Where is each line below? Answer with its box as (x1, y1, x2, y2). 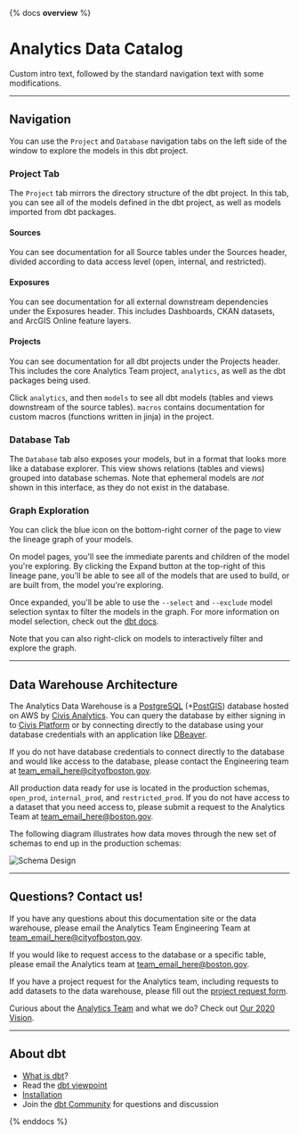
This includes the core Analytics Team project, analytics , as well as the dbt (9, 365, 287, 376)
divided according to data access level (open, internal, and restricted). (9, 256, 267, 267)
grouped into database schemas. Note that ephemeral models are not (9, 472, 264, 483)
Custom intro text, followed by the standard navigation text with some (9, 68, 264, 79)
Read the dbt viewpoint (21, 1080, 108, 1090)
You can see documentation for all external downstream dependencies (9, 296, 269, 307)
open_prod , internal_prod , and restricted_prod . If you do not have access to (9, 792, 290, 803)
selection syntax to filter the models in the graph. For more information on (9, 607, 280, 617)
